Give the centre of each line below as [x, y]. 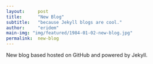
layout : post [27, 11]
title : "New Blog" [35, 17]
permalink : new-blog [33, 38]
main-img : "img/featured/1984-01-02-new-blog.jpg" [69, 33]
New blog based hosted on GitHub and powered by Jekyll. [77, 55]
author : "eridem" [33, 28]
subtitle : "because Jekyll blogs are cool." [64, 22]
